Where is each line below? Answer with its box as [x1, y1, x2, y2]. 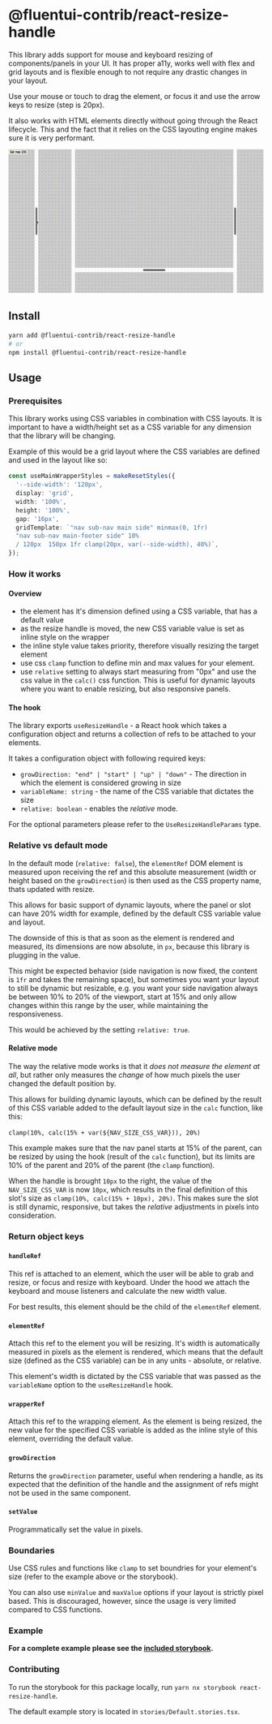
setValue [8, 1508, 38, 1516]
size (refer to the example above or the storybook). [8, 1572, 178, 1582]
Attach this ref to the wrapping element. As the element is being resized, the [8, 1416, 262, 1426]
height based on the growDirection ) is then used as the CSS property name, [8, 875, 261, 886]
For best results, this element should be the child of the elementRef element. [8, 1302, 261, 1312]
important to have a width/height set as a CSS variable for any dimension [8, 422, 253, 432]
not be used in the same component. [8, 1488, 131, 1498]
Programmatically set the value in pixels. [8, 1524, 143, 1534]
